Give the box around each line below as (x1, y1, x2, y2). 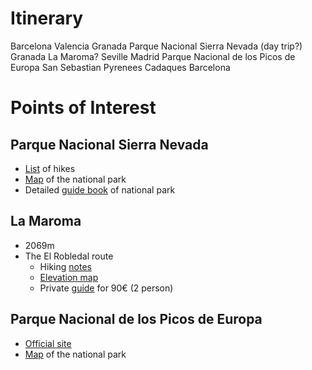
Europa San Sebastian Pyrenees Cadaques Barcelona (10, 61, 231, 73)
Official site (24, 337, 72, 349)
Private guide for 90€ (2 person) (39, 282, 174, 294)
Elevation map (39, 271, 99, 283)
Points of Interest (10, 97, 157, 119)
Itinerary (10, 7, 84, 30)
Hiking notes (39, 260, 92, 272)
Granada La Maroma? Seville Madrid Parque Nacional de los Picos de (10, 50, 296, 62)
